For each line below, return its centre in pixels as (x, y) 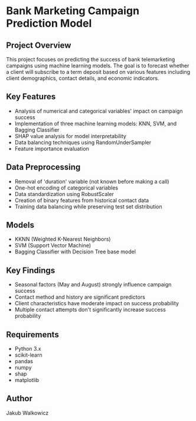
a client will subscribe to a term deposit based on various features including (98, 72)
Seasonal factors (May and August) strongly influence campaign (93, 285)
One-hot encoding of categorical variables (66, 188)
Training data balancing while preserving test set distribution (88, 206)
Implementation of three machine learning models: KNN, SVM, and (96, 123)
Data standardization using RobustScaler (64, 194)
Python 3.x (28, 349)
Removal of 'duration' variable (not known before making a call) (92, 181)
